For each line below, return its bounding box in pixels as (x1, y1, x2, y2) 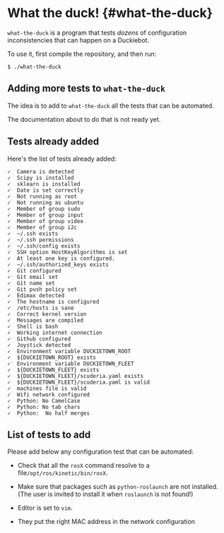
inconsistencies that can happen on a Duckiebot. (7, 35, 150, 44)
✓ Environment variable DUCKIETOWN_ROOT (7, 348, 131, 355)
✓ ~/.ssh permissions (7, 236, 74, 243)
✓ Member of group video (7, 217, 83, 224)
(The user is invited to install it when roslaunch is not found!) (17, 490, 194, 498)
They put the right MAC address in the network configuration (17, 517, 196, 526)
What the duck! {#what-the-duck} (7, 5, 213, 21)
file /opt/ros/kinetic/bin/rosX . (17, 469, 108, 477)
